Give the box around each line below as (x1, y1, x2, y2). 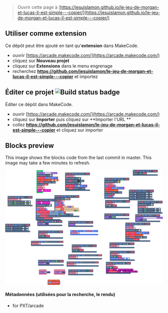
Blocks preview (5, 141, 54, 150)
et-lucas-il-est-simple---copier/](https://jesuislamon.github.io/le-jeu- (17, 9, 160, 15)
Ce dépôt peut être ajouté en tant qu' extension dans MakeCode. (5, 42, 138, 48)
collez (12, 121, 25, 127)
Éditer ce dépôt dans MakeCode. (5, 101, 73, 107)
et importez (74, 73, 98, 79)
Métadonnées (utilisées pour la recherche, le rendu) (5, 291, 115, 297)
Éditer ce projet (5, 88, 54, 96)
